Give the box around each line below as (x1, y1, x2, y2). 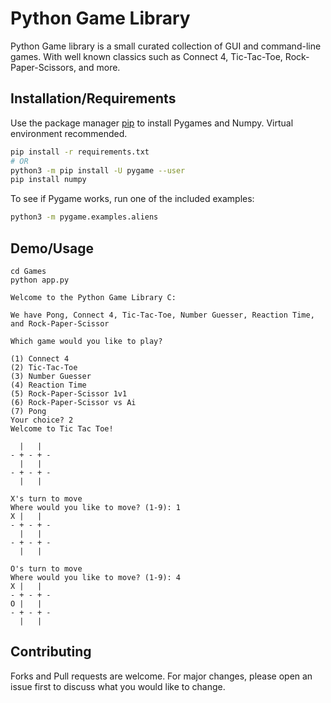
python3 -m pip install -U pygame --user (10, 165, 186, 176)
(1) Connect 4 (10, 353, 70, 364)
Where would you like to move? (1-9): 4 (10, 572, 182, 582)
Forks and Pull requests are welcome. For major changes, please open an (10, 670, 313, 682)
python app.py (10, 275, 70, 285)
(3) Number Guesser (10, 371, 92, 381)
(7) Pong (10, 406, 47, 416)
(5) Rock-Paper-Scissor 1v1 (10, 388, 128, 399)
